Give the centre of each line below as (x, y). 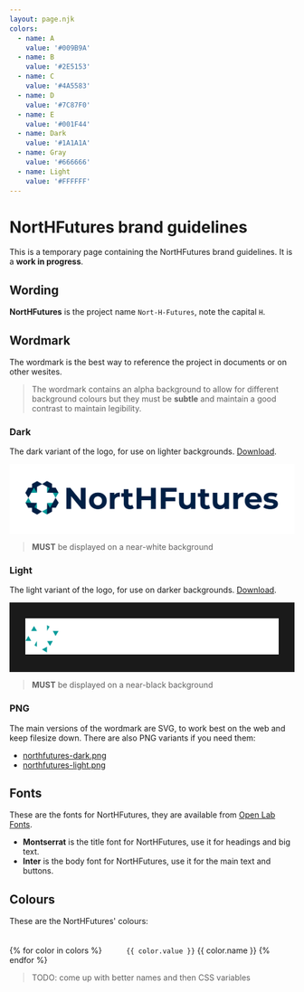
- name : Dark (42, 134)
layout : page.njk (42, 19)
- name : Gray (42, 153)
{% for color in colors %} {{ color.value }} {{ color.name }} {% (140, 950)
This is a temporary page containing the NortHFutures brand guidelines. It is (151, 252)
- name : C (36, 77)
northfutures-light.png (64, 765)
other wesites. (36, 372)
